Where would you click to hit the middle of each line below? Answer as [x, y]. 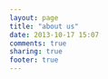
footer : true [34, 60]
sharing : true [36, 52]
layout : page [34, 18]
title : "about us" [44, 26]
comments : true [38, 43]
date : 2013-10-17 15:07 [54, 35]
